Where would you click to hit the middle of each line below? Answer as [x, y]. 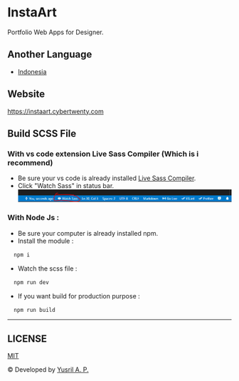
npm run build [34, 310]
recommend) [30, 162]
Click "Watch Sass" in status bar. [66, 186]
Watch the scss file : [47, 268]
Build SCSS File [42, 134]
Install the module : [46, 241]
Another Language [50, 54]
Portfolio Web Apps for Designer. [56, 32]
